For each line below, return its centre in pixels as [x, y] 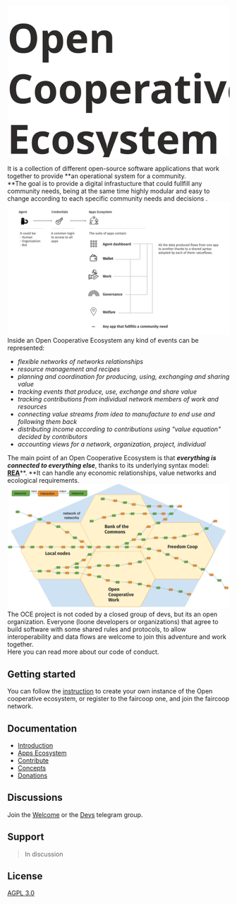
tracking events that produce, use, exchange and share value [107, 392]
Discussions [35, 798]
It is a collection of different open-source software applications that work [114, 168]
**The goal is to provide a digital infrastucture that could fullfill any [105, 183]
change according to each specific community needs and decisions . [108, 198]
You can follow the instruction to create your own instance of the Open [110, 691]
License [25, 876]
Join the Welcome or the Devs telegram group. [75, 814]
